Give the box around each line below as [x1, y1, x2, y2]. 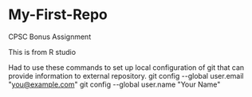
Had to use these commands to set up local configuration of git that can [8, 62, 245, 72]
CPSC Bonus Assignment [8, 32, 92, 41]
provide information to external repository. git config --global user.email [8, 71, 245, 80]
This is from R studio [8, 47, 77, 56]
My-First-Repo [8, 6, 108, 24]
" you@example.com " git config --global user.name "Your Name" [8, 80, 221, 89]
